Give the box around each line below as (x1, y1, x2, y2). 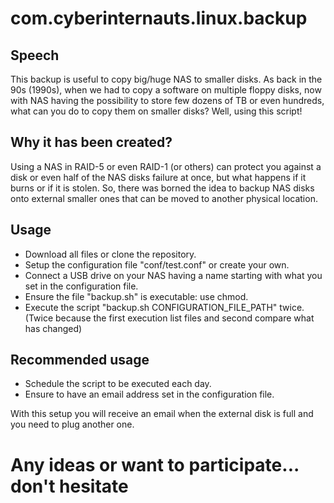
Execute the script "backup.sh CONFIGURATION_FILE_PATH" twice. (24, 301, 305, 313)
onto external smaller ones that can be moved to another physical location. (10, 192, 318, 204)
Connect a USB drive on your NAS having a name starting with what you (24, 269, 323, 281)
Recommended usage (10, 352, 150, 369)
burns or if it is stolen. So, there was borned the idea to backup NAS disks (10, 182, 315, 194)
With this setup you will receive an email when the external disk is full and (10, 408, 314, 420)
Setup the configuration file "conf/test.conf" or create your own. (24, 258, 290, 271)
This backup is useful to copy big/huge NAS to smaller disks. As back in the (10, 73, 323, 85)
